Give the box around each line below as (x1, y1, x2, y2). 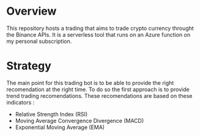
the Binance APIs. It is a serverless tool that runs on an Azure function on (6, 31, 191, 38)
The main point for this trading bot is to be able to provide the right (6, 79, 174, 86)
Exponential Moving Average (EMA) (15, 124, 105, 131)
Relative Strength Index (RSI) (15, 110, 88, 117)
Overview (6, 4, 57, 18)
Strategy (6, 59, 52, 73)
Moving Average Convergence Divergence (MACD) (15, 117, 144, 124)
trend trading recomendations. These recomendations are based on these (6, 92, 193, 99)
